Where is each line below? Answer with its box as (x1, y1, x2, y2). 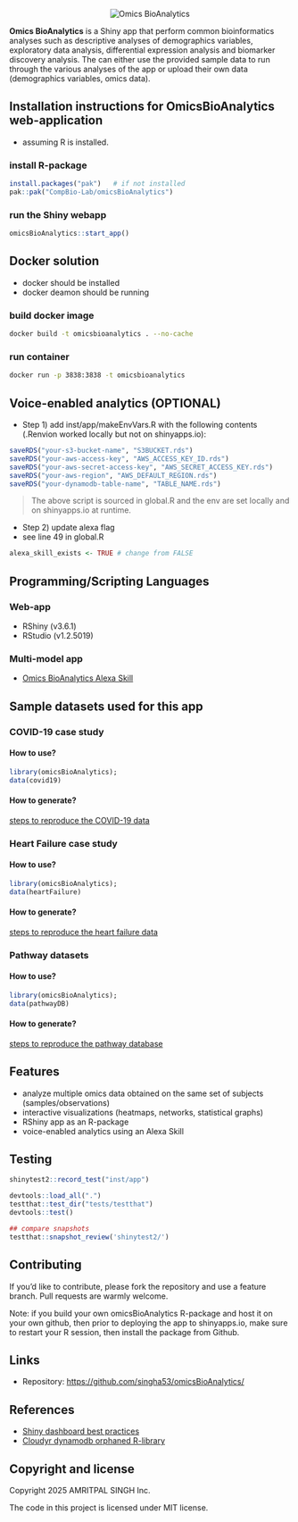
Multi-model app (9, 652, 83, 665)
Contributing (9, 1258, 82, 1273)
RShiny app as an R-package (21, 1116, 129, 1127)
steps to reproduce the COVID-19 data (9, 815, 150, 825)
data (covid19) (9, 775, 62, 785)
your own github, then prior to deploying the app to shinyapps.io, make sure (9, 1317, 288, 1328)
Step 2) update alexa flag (21, 523, 115, 533)
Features (9, 1064, 60, 1080)
